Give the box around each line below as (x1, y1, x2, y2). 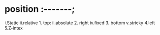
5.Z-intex (4, 25, 23, 31)
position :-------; (4, 3, 75, 15)
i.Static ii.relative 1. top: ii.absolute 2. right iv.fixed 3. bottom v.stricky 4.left (4, 20, 155, 26)
